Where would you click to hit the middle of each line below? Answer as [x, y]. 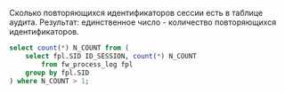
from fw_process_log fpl [87, 64]
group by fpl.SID [57, 73]
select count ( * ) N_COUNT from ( [69, 48]
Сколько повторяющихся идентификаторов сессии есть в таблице [136, 13]
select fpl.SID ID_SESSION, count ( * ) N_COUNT [111, 56]
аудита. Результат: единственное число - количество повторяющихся [143, 22]
